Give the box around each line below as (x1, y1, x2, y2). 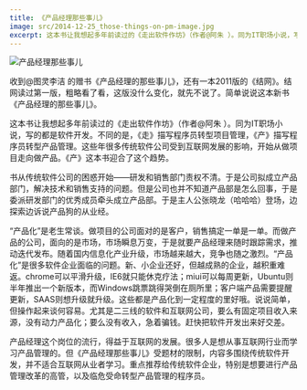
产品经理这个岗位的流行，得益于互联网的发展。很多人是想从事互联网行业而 (9, 336, 290, 347)
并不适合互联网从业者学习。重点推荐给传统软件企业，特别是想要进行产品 (25, 359, 298, 370)
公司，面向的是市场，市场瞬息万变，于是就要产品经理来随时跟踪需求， (25, 237, 290, 248)
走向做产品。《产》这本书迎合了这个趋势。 (16, 153, 174, 163)
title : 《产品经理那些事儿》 (9, 13, 107, 23)
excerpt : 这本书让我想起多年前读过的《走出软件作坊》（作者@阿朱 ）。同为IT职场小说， (9, 30, 294, 39)
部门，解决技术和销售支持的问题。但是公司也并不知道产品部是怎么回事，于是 (9, 184, 298, 195)
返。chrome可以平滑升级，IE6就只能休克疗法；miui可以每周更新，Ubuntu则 (9, 271, 294, 282)
